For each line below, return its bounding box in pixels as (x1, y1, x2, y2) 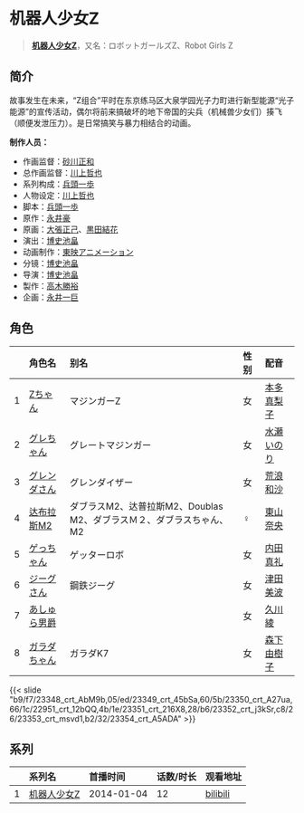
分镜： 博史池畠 (22, 257, 79, 268)
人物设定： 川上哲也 (22, 189, 95, 200)
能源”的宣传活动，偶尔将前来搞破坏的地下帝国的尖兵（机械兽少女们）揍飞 (9, 106, 283, 117)
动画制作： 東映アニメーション (22, 246, 134, 257)
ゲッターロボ (69, 549, 125, 561)
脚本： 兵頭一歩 (22, 201, 79, 212)
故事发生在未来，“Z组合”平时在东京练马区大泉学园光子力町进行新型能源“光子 (9, 94, 295, 105)
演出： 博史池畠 (22, 234, 79, 245)
